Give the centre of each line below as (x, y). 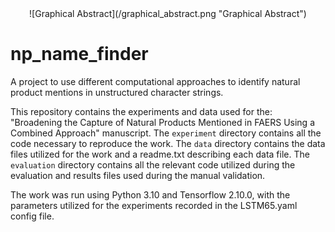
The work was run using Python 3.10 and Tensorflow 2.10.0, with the (150, 194)
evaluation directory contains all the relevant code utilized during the (153, 164)
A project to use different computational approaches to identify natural (155, 81)
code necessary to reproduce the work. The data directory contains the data (168, 143)
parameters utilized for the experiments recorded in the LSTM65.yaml (154, 205)
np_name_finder (79, 54)
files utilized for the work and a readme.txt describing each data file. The (160, 154)
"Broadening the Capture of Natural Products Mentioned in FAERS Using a (162, 122)
